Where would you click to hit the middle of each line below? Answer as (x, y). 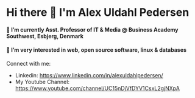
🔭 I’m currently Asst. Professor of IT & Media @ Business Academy (92, 29)
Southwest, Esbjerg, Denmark (45, 36)
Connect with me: (28, 63)
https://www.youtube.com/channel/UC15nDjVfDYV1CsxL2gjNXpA (97, 88)
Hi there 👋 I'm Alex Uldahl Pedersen (98, 12)
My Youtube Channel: (42, 82)
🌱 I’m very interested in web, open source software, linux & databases (97, 50)
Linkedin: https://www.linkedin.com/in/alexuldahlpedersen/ (89, 75)
